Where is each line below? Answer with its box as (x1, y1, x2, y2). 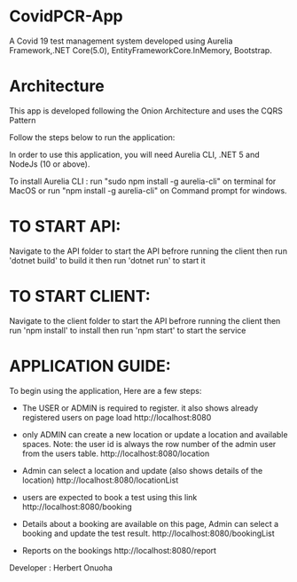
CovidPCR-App (9, 6, 124, 27)
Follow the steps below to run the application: (9, 131, 176, 143)
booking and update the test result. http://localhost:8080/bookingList (21, 528, 275, 539)
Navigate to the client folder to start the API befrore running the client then (9, 315, 281, 326)
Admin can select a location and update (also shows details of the (21, 465, 263, 476)
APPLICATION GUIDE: (9, 356, 171, 376)
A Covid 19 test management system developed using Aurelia (9, 35, 233, 46)
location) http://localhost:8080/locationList (21, 475, 179, 485)
